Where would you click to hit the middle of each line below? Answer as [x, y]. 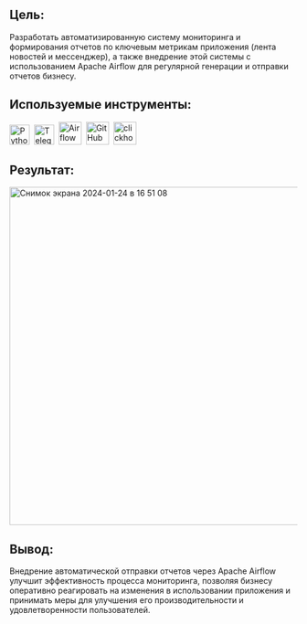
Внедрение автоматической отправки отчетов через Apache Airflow [143, 571]
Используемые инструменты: [101, 105]
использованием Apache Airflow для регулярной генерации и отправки [149, 66]
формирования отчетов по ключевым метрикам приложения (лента [143, 47]
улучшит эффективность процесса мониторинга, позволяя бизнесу [141, 581]
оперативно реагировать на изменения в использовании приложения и [150, 591]
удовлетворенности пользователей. [80, 610]
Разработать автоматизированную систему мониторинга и [125, 37]
